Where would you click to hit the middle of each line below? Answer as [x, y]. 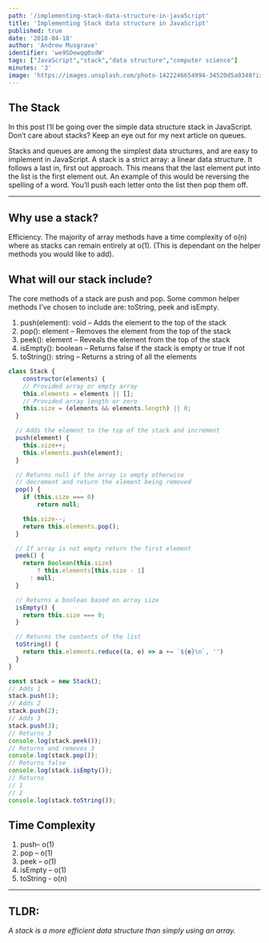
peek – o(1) [38, 861]
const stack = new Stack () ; [55, 681]
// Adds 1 [25, 689]
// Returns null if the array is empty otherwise [100, 475]
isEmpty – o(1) [43, 870]
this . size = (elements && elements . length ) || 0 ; [107, 409]
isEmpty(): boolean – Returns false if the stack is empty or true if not [132, 349]
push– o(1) [37, 844]
